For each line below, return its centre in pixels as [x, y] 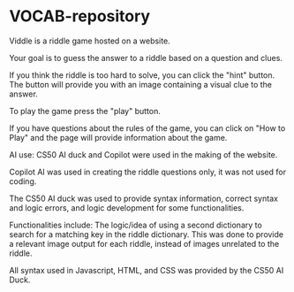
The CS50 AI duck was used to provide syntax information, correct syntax [143, 198]
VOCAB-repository [80, 16]
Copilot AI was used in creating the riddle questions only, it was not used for [148, 172]
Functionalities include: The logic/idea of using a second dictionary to [136, 225]
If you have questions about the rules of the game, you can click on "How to [147, 128]
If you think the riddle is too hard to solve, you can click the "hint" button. [142, 75]
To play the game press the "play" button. [85, 111]
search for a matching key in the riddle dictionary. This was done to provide [147, 234]
